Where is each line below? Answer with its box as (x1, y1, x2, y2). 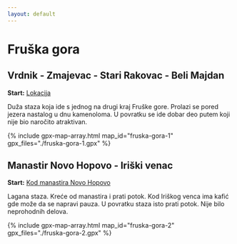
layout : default (7, 10, 56, 18)
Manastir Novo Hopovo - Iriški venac (7, 160, 173, 172)
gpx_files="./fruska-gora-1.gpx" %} (7, 138, 111, 147)
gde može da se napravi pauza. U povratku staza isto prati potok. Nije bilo (7, 200, 225, 208)
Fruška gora (7, 41, 80, 57)
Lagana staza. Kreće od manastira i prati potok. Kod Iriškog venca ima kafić (7, 192, 229, 200)
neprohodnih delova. (7, 208, 69, 216)
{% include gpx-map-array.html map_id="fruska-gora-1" (7, 131, 173, 140)
